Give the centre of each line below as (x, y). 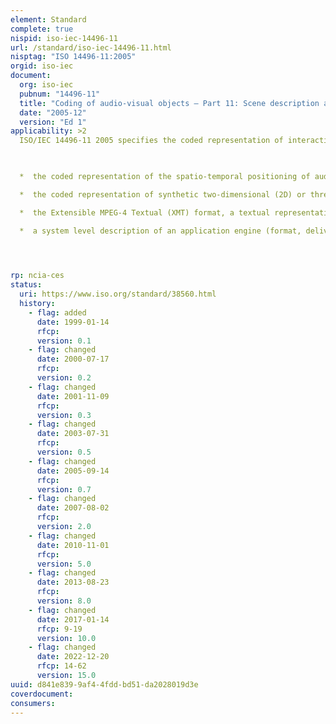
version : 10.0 (66, 638)
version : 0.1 (64, 341)
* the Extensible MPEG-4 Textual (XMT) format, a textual (145, 212)
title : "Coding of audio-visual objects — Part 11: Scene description (169, 103)
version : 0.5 (64, 452)
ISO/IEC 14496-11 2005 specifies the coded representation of (151, 141)
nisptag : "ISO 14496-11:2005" (73, 57)
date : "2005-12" (53, 112)
